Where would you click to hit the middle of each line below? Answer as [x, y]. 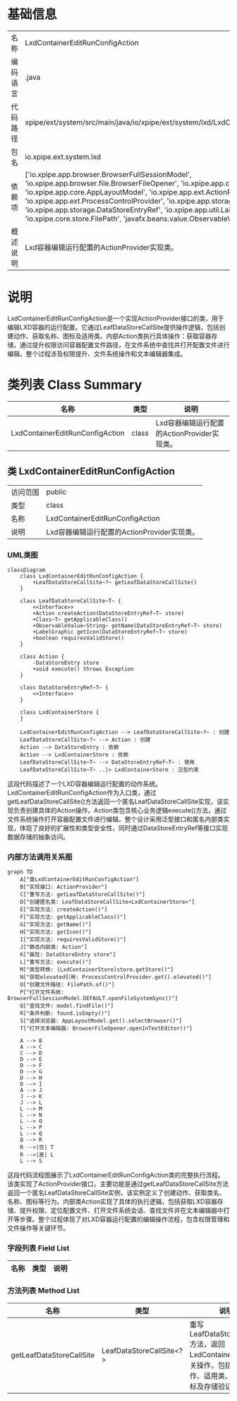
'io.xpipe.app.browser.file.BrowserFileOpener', [102, 183]
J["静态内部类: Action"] [54, 947]
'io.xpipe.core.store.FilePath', [73, 219]
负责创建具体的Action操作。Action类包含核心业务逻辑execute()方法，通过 [120, 810]
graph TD [20, 872]
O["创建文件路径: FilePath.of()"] [67, 985]
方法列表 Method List [43, 1291]
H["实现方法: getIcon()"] [56, 932]
